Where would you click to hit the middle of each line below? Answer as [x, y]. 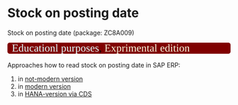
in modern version [44, 87]
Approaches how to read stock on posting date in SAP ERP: [94, 65]
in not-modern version [50, 79]
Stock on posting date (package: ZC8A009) [71, 33]
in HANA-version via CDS [55, 94]
